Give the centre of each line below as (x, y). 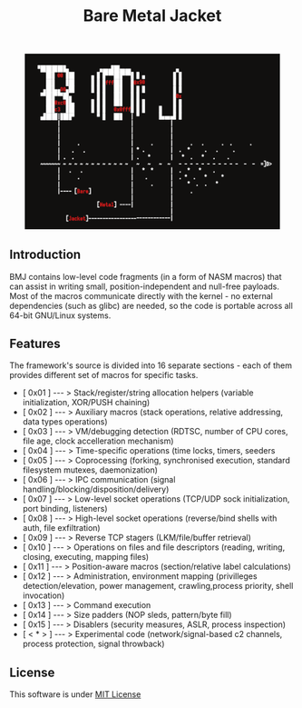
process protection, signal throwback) (93, 644)
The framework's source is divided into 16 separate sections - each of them (151, 365)
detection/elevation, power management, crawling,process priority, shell (158, 586)
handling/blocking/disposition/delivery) (96, 489)
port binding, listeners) (65, 509)
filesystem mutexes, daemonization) (90, 470)
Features (35, 343)
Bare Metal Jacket (152, 16)
